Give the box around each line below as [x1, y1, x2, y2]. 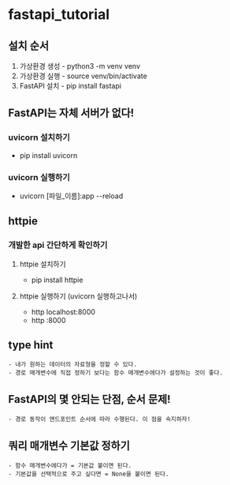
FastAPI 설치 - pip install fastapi [19, 81, 122, 90]
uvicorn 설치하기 [8, 132, 71, 143]
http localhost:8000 [31, 306, 96, 317]
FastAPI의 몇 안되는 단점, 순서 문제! [8, 393, 171, 406]
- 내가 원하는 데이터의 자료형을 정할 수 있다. [8, 361, 138, 369]
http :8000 [31, 315, 66, 325]
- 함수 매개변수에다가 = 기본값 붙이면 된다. [8, 462, 132, 470]
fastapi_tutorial [8, 6, 110, 24]
